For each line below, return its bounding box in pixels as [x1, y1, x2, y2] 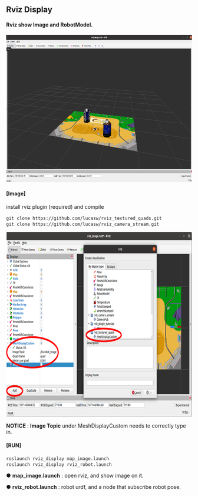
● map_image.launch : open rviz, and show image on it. [6, 472, 144, 479]
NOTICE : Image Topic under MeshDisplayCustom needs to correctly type [6, 422, 186, 429]
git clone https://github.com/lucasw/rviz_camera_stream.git [6, 221, 160, 227]
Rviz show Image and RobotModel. [6, 21, 93, 28]
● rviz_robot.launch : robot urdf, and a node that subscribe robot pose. [6, 484, 181, 490]
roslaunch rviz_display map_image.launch [6, 456, 110, 462]
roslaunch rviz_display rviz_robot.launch [6, 462, 112, 468]
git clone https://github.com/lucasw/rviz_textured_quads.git [6, 215, 162, 221]
